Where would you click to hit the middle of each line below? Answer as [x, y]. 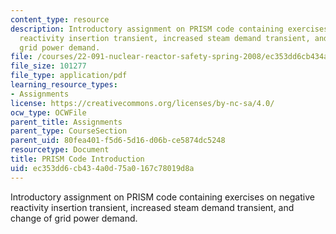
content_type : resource [60, 19]
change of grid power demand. [74, 218]
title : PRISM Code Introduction [77, 159]
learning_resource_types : [64, 85]
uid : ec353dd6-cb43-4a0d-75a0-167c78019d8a [102, 168]
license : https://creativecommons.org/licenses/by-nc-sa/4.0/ [142, 103]
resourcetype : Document [60, 150]
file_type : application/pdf [69, 76]
